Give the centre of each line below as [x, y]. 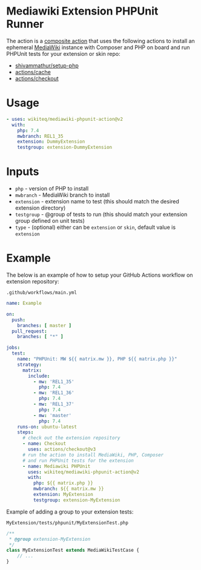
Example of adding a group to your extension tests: [70, 512]
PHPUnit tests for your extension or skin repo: [63, 53]
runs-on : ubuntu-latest [47, 427]
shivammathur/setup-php [47, 66]
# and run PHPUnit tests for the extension [78, 460]
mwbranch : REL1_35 [40, 136]
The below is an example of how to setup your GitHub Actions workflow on [100, 275]
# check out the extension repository [71, 438]
